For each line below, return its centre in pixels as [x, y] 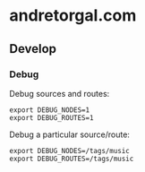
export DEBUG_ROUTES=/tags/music [72, 159]
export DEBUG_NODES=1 [50, 110]
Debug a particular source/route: [69, 134]
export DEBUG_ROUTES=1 [51, 117]
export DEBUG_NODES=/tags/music [69, 150]
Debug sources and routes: [60, 93]
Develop [33, 49]
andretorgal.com [73, 16]
